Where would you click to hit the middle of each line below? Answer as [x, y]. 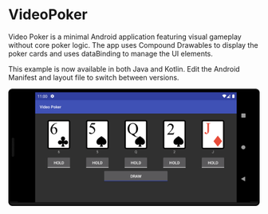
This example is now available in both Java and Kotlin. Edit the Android [124, 68]
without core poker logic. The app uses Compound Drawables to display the [133, 45]
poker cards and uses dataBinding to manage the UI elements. [111, 53]
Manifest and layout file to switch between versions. [94, 77]
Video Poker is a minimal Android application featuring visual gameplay [125, 37]
